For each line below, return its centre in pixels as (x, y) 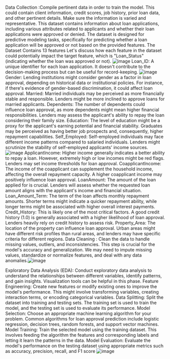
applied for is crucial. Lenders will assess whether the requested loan (78, 185)
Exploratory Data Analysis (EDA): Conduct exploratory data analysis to (79, 270)
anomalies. (17, 260)
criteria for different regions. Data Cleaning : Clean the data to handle (77, 239)
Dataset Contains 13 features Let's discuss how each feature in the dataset (83, 50)
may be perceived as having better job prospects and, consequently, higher (84, 131)
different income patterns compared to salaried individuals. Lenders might (83, 142)
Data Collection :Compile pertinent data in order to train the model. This (80, 7)
